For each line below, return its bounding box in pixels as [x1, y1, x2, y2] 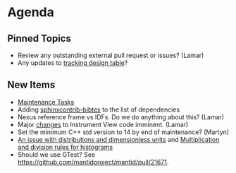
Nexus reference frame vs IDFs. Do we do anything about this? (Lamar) [17, 112, 224, 121]
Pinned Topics [7, 32, 72, 44]
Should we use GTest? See [17, 150, 96, 159]
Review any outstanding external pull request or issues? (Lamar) [17, 51, 204, 59]
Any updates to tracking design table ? [17, 59, 128, 67]
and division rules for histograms [17, 143, 113, 151]
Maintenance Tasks [17, 97, 75, 106]
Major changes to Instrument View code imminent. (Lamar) [17, 120, 189, 129]
